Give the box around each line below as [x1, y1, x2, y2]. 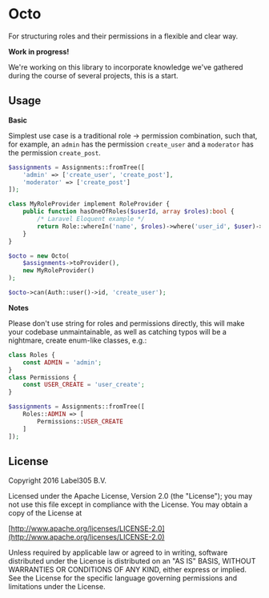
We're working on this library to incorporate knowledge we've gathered [8, 62, 243, 72]
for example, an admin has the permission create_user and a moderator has [8, 139, 255, 149]
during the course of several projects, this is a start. [8, 70, 179, 80]
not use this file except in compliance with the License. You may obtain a [8, 500, 248, 509]
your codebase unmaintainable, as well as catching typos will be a [8, 327, 227, 336]
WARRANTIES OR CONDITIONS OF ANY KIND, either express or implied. [8, 565, 247, 575]
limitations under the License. [8, 582, 106, 592]
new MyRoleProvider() [22, 267, 94, 275]
